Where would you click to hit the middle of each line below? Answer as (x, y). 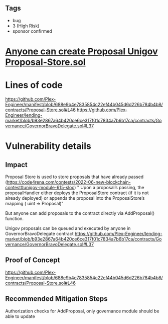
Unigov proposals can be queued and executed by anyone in (68, 228)
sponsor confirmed (32, 31)
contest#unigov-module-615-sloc (40, 187)
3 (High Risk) (26, 26)
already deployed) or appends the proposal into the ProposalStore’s (75, 198)
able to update (20, 316)
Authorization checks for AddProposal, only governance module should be (82, 311)
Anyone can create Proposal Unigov (81, 51)
